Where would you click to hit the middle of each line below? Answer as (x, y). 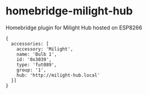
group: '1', (31, 70)
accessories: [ (30, 44)
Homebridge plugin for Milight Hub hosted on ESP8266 (74, 28)
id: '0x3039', (34, 59)
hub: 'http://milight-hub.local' (58, 75)
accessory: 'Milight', (45, 49)
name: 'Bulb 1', (37, 54)
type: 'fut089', (37, 65)
